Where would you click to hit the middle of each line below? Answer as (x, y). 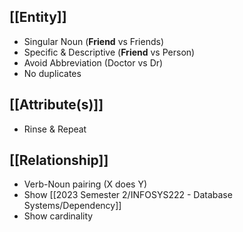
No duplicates (52, 73)
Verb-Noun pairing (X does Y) (85, 184)
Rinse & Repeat (55, 129)
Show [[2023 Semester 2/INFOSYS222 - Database (128, 195)
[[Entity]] (38, 17)
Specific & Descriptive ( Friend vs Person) (109, 52)
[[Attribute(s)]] (56, 105)
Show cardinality (58, 216)
